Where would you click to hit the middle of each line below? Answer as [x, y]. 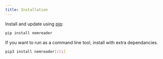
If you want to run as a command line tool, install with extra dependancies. [82, 42]
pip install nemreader [29, 33]
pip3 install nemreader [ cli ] [35, 52]
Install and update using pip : [34, 24]
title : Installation [27, 10]
